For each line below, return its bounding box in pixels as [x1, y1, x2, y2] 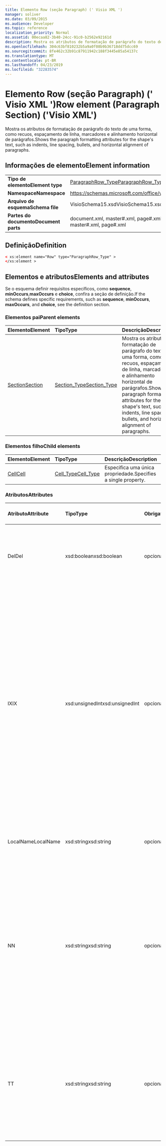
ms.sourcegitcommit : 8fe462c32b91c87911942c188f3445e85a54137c [5, 49, 138, 54]
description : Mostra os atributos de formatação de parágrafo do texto [5, 40, 156, 45]
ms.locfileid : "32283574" [5, 67, 58, 72]
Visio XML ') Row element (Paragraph [5, 99, 160, 110]
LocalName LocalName [7, 838, 61, 845]
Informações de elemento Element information [5, 162, 150, 170]
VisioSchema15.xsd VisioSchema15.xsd [70, 201, 163, 208]
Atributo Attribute [7, 510, 49, 517]
